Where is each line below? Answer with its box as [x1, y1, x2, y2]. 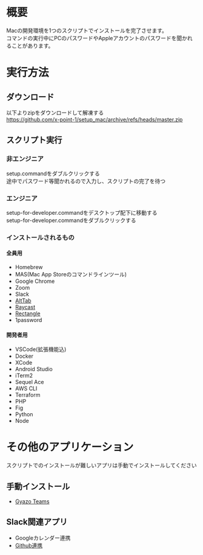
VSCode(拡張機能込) [15, 346, 67, 353]
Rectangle [15, 310, 41, 317]
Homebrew [15, 264, 43, 271]
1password [15, 316, 42, 324]
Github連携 [15, 542, 43, 549]
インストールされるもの [6, 233, 75, 242]
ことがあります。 [11, 42, 54, 49]
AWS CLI [15, 385, 38, 393]
